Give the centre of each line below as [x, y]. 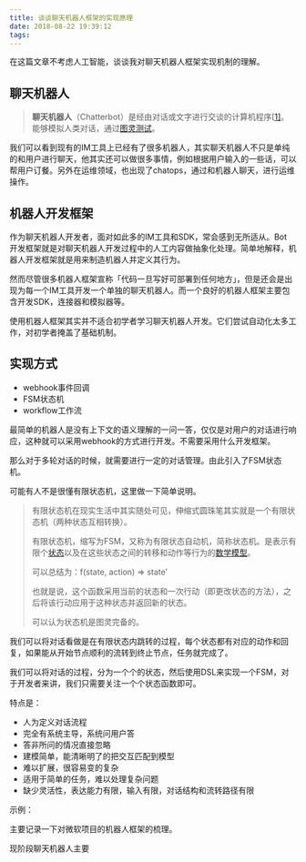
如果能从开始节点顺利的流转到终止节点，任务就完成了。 [129, 653]
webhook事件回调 [56, 387]
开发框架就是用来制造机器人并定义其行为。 [105, 259]
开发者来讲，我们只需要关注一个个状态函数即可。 [109, 683]
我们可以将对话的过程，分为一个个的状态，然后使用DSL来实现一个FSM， [145, 672]
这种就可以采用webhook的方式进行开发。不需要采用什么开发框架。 [150, 441]
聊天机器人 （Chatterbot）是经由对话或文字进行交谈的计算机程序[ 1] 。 [160, 117]
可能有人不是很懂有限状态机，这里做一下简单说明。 [105, 491]
